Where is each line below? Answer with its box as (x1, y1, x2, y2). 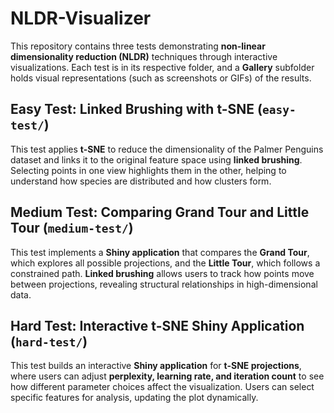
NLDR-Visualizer (10, 7, 152, 30)
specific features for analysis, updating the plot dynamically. (10, 392, 259, 404)
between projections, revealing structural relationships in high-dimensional (10, 278, 318, 290)
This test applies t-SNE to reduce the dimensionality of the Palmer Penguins (10, 143, 324, 155)
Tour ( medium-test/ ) (10, 220, 134, 237)
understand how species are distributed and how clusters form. (10, 175, 272, 187)
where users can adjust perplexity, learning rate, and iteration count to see (10, 370, 325, 382)
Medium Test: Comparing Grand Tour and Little (10, 204, 310, 221)
